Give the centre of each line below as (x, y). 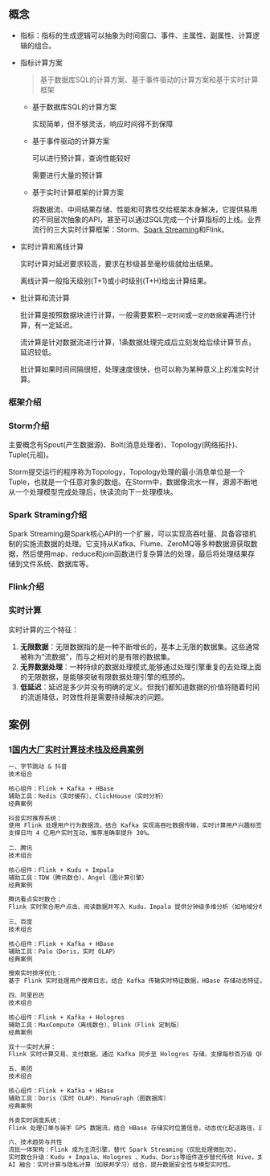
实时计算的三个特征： (43, 629)
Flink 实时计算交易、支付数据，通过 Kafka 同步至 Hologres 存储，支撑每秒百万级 (131, 1055)
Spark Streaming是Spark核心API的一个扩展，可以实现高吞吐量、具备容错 (129, 534)
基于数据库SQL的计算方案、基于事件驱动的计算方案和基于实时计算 (149, 80)
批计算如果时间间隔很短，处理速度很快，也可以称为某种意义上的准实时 (136, 369)
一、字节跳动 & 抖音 (38, 767)
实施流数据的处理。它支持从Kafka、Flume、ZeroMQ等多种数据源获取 (137, 544)
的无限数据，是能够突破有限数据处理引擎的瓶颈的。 (104, 676)
